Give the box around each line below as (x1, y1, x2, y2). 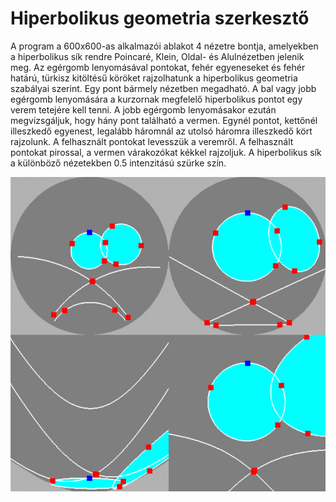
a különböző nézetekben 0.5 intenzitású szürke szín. (10, 157, 227, 169)
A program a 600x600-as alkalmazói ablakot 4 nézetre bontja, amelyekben (10, 40, 319, 52)
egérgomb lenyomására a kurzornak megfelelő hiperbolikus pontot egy (10, 93, 303, 105)
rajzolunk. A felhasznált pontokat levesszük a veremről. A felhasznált (10, 135, 294, 147)
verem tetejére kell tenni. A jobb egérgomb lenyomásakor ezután (10, 103, 277, 116)
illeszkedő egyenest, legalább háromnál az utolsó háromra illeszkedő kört (10, 125, 313, 137)
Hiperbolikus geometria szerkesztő (10, 7, 310, 30)
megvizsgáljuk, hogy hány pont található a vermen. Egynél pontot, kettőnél (10, 114, 318, 126)
